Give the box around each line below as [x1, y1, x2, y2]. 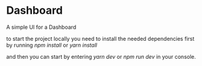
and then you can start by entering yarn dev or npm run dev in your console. [6, 53, 196, 60]
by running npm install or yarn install [6, 41, 98, 49]
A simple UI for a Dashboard [6, 23, 77, 31]
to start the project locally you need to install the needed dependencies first [6, 35, 195, 42]
